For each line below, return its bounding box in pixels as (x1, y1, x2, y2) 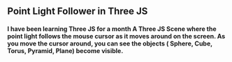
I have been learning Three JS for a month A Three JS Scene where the (7, 24, 217, 33)
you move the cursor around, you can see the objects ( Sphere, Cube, (7, 39, 213, 48)
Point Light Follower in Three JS (7, 6, 148, 17)
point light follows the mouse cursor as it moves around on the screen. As (7, 32, 226, 40)
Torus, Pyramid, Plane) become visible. (7, 46, 124, 54)
